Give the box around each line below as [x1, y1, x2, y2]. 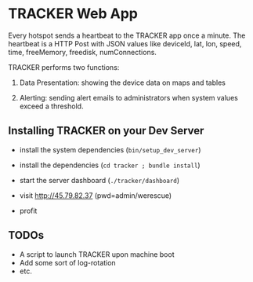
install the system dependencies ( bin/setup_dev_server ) [19, 145, 201, 154]
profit [19, 206, 38, 215]
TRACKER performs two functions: [8, 62, 120, 71]
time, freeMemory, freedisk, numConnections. [8, 47, 157, 57]
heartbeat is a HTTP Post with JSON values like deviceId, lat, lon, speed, [8, 38, 242, 48]
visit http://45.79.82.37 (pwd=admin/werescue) [19, 190, 172, 200]
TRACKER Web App [8, 5, 139, 23]
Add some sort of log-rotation [19, 258, 116, 267]
